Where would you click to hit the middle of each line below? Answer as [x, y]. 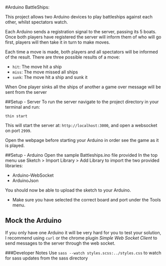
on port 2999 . [18, 131]
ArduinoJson [25, 180]
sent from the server [26, 92]
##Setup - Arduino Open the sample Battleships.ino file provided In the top [81, 155]
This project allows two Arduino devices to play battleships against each [79, 17]
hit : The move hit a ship [37, 67]
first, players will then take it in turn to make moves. [58, 42]
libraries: [14, 166]
